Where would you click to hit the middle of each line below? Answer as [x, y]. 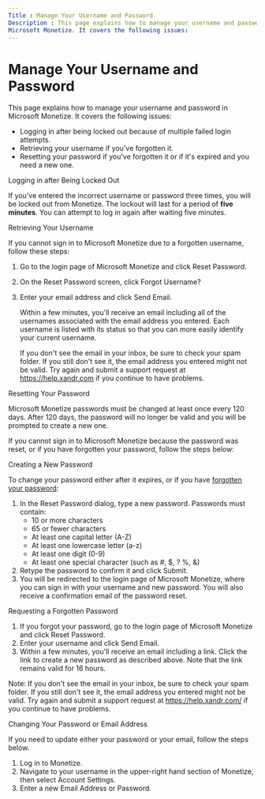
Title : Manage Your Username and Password [81, 15]
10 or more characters [67, 520]
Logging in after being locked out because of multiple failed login [125, 132]
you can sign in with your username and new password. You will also [131, 587]
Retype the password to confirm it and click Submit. [104, 571]
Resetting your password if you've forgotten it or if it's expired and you [134, 157]
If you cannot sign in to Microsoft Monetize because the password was [123, 441]
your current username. [58, 338]
